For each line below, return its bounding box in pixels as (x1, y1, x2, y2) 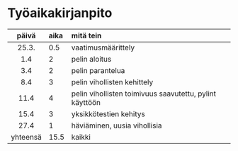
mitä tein (71, 30, 102, 40)
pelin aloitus (71, 54, 112, 64)
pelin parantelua (71, 65, 125, 75)
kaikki (71, 132, 91, 142)
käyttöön (71, 97, 101, 107)
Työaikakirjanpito (7, 5, 113, 21)
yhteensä (11, 132, 42, 142)
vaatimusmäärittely (71, 43, 135, 52)
